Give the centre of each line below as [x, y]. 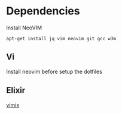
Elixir [16, 90]
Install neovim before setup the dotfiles [54, 71]
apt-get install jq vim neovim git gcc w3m [61, 38]
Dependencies [43, 11]
